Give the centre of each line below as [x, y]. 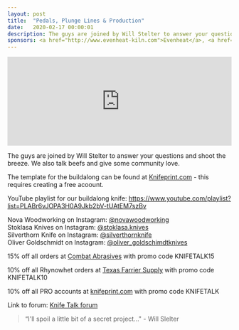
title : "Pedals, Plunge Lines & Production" [76, 21]
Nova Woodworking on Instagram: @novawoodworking [88, 220]
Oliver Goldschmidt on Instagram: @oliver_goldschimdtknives [97, 243]
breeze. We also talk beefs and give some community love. [94, 164]
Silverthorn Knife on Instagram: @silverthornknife [80, 235]
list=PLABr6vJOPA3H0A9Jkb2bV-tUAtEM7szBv [77, 206]
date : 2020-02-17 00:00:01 [51, 27]
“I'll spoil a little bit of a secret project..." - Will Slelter [102, 319]
